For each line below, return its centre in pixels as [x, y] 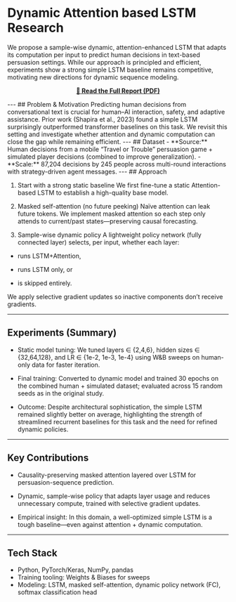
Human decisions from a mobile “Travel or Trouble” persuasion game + [110, 149]
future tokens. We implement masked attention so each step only [111, 214]
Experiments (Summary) [62, 333]
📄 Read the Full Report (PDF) [118, 91]
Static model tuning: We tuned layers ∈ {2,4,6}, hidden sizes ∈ [109, 350]
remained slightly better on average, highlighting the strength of [110, 414]
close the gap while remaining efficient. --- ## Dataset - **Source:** [107, 141]
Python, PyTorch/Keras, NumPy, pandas [75, 570]
